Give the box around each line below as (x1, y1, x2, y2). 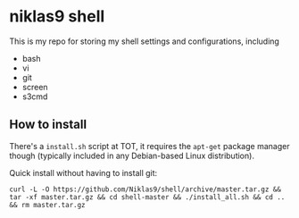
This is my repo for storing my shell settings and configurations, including (9, 36, 279, 46)
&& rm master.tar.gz (9, 200, 87, 209)
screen (21, 81, 48, 92)
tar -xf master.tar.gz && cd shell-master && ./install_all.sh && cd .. (9, 192, 286, 202)
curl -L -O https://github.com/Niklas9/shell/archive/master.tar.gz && (9, 185, 281, 194)
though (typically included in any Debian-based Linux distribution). (9, 150, 254, 161)
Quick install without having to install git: (9, 167, 158, 178)
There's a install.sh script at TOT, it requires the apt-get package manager (9, 140, 290, 151)
